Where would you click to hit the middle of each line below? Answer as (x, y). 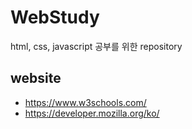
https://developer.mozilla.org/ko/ (92, 113)
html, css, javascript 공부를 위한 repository (96, 46)
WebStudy (55, 17)
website (36, 78)
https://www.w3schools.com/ (85, 102)
